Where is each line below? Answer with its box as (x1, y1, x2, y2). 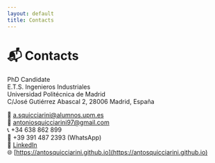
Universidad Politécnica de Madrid (7, 90, 106, 98)
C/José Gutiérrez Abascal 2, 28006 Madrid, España (7, 98, 155, 106)
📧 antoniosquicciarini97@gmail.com (7, 119, 110, 127)
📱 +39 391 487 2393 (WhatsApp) (7, 133, 102, 142)
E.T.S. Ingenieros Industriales (7, 83, 91, 91)
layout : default (7, 10, 54, 17)
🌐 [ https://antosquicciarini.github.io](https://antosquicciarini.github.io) (7, 148, 208, 157)
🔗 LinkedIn (7, 141, 37, 149)
